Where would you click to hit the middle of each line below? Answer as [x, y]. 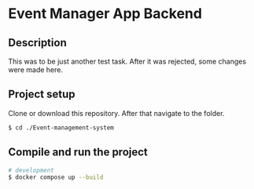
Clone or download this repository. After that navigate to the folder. [116, 113]
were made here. [35, 70]
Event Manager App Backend [105, 14]
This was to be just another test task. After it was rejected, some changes [127, 61]
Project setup [42, 94]
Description [37, 43]
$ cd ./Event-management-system [61, 127]
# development [31, 170]
